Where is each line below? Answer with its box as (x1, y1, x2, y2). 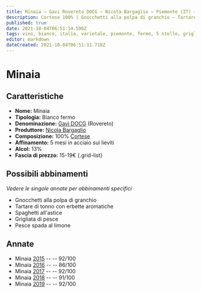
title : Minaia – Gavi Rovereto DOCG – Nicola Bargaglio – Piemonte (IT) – (6, 8, 197, 15)
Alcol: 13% (14, 145, 42, 152)
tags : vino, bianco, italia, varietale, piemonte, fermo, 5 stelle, (6, 31, 181, 37)
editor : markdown (6, 36, 50, 42)
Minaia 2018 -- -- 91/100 (14, 274, 75, 281)
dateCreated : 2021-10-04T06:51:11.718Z (6, 42, 106, 48)
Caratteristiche (6, 91, 64, 101)
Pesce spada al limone (14, 221, 71, 229)
